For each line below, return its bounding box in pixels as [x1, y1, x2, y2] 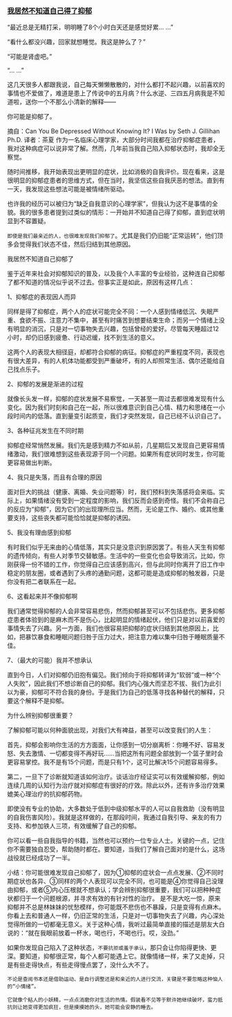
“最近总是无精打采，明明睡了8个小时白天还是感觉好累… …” [7, 23, 174, 32]
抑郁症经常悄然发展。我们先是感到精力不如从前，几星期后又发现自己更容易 [7, 441, 219, 449]
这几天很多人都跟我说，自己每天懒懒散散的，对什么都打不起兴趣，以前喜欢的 [7, 81, 225, 89]
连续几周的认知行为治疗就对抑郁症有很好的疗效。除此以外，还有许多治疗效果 [7, 782, 225, 790]
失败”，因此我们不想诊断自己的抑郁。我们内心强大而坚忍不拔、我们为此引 [12, 679, 222, 688]
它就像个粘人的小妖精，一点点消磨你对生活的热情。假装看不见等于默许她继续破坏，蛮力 [7, 996, 218, 1004]
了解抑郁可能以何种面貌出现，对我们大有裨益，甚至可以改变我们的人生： [7, 726, 213, 735]
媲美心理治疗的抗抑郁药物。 [7, 790, 86, 798]
